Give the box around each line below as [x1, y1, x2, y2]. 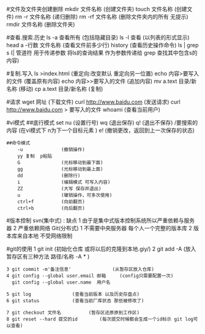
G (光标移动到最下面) [17, 160, 103, 166]
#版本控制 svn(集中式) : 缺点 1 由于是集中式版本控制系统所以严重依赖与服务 [6, 217, 195, 224]
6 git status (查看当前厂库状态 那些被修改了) [6, 298, 144, 304]
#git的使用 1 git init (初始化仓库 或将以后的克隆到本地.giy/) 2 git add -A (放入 [6, 245, 196, 252]
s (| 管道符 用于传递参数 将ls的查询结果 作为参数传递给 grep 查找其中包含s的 [6, 49, 198, 56]
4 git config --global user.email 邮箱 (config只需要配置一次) [6, 273, 174, 279]
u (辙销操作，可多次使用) [17, 192, 113, 198]
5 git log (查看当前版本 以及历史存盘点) [6, 291, 140, 297]
